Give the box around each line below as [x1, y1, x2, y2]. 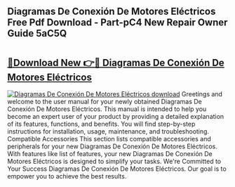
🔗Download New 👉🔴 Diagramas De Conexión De [7, 56, 224, 69]
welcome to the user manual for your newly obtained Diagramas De [7, 98, 202, 105]
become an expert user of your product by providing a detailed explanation [7, 112, 224, 120]
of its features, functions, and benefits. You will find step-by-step [7, 120, 196, 128]
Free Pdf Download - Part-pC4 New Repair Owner [7, 17, 228, 29]
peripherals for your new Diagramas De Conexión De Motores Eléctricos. [7, 142, 217, 150]
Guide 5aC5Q [7, 27, 67, 39]
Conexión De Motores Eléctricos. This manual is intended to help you [7, 105, 207, 113]
